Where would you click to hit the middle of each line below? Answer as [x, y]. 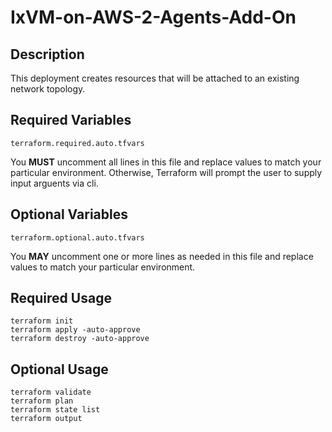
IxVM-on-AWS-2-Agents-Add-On [153, 17]
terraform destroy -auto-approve [80, 339]
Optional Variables [69, 214]
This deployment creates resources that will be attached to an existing [155, 78]
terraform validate [51, 392]
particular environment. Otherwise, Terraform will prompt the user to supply [166, 172]
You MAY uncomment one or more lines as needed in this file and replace [162, 256]
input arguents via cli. [54, 183]
